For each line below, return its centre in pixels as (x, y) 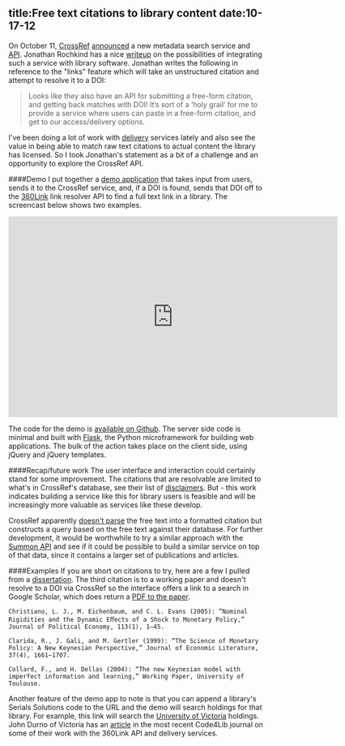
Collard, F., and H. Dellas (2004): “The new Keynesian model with (125, 669)
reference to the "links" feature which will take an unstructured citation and (134, 71)
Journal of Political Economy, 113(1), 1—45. (86, 627)
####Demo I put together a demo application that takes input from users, (130, 179)
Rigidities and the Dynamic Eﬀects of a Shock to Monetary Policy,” (127, 619)
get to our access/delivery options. (87, 122)
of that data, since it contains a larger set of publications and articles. (124, 554)
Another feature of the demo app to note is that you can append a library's (132, 698)
